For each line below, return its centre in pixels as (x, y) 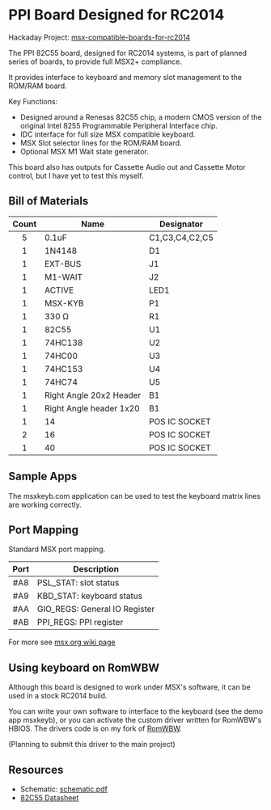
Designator (181, 224)
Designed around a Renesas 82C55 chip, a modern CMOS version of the (141, 117)
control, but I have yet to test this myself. (76, 175)
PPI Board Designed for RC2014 (116, 15)
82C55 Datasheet (49, 797)
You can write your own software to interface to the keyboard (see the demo (136, 711)
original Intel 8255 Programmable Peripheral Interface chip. (119, 125)
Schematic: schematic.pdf (64, 789)
